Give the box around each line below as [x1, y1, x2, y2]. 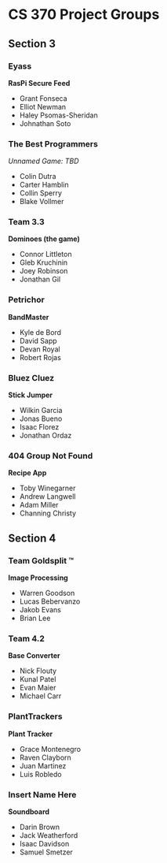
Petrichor [8, 294, 45, 305]
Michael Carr [19, 691, 62, 701]
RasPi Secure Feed [8, 78, 71, 87]
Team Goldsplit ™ [8, 555, 74, 566]
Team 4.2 [8, 633, 45, 644]
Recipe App [8, 468, 47, 478]
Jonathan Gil [19, 274, 61, 285]
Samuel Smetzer [19, 847, 73, 857]
